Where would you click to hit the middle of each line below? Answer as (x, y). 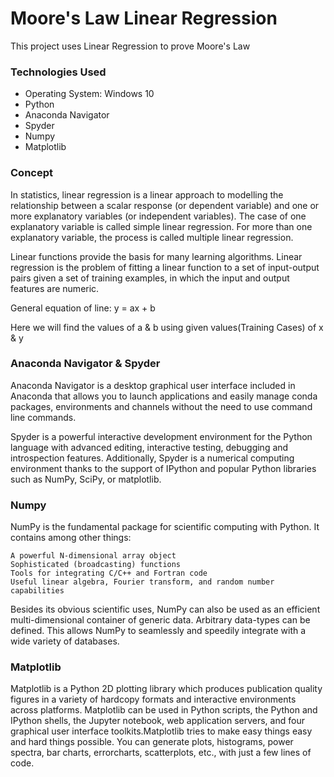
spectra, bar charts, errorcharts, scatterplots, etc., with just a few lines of (161, 753)
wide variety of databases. (65, 641)
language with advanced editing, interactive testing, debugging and (149, 447)
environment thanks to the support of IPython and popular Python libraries (163, 468)
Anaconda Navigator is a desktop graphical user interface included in (153, 385)
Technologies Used (58, 72)
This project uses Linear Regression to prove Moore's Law (130, 46)
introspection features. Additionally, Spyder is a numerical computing (152, 458)
